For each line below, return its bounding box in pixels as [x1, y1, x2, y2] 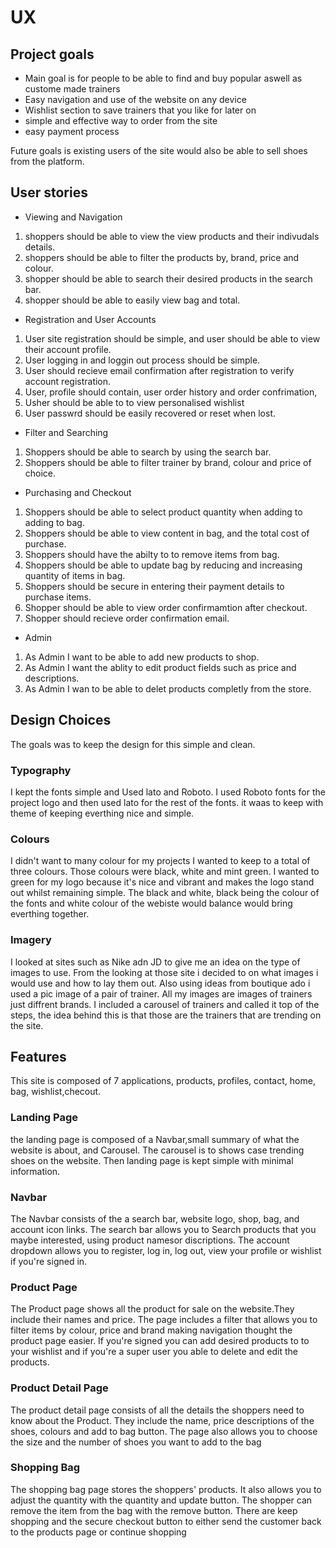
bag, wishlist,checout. [10, 1086, 102, 1098]
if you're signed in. [10, 1255, 88, 1267]
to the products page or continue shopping [10, 1526, 187, 1538]
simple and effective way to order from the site [24, 115, 218, 126]
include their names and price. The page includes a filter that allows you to [10, 1314, 318, 1326]
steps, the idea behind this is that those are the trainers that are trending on [10, 1009, 322, 1021]
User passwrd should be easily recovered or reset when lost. [24, 407, 276, 419]
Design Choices [10, 712, 112, 729]
